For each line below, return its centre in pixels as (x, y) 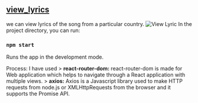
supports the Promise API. (38, 94)
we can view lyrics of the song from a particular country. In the (99, 24)
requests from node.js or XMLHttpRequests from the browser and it (88, 88)
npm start (20, 45)
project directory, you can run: (43, 30)
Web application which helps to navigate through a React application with (96, 75)
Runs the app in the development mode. (55, 57)
